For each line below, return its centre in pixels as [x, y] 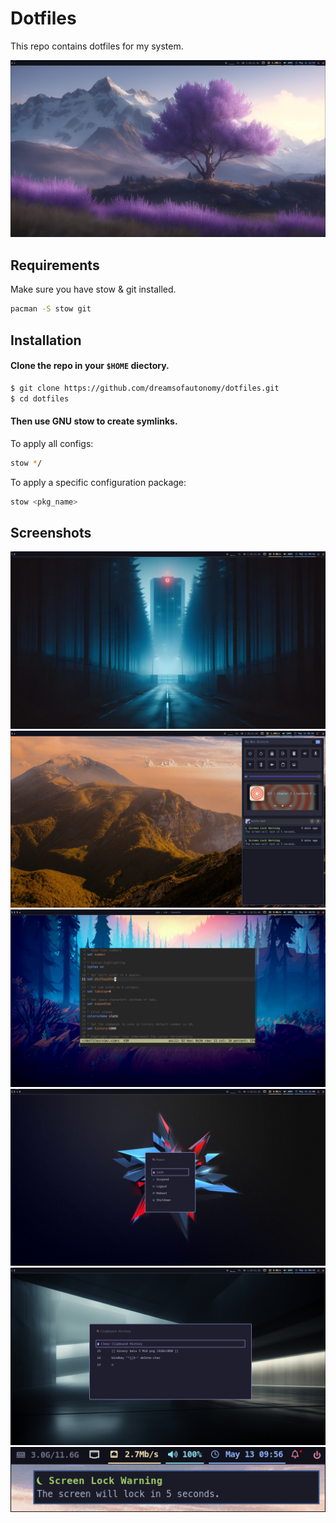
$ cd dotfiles [40, 398]
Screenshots [51, 532]
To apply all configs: [52, 443]
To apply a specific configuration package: [98, 482]
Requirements [55, 265]
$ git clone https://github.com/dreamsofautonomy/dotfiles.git [145, 388]
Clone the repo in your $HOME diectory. [90, 366]
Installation [46, 340]
